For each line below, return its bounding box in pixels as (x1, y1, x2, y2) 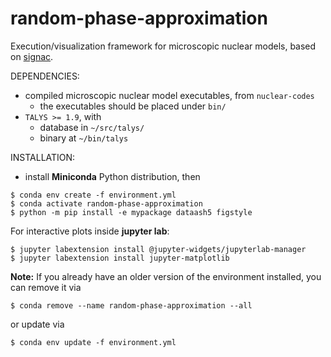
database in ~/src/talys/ (39, 121, 145, 133)
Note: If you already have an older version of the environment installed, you (10, 270, 322, 282)
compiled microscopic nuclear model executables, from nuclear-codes (24, 89, 315, 101)
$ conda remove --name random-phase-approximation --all (10, 300, 253, 311)
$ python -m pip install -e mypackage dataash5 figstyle (10, 207, 253, 217)
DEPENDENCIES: (10, 70, 80, 82)
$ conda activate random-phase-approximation (10, 198, 203, 209)
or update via (10, 318, 65, 330)
